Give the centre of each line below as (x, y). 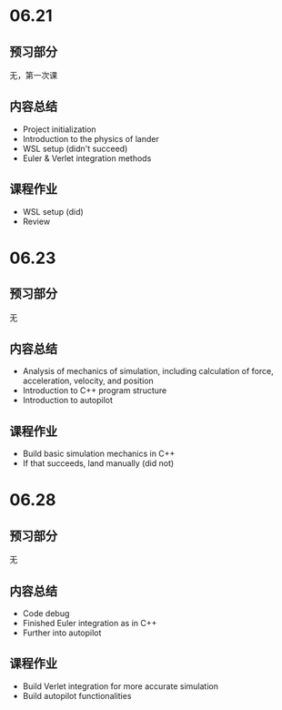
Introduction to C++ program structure (95, 390)
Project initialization (60, 129)
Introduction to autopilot (68, 401)
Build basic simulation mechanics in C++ (99, 454)
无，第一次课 (33, 75)
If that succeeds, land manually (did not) (98, 463)
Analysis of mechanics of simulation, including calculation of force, (148, 371)
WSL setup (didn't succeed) (75, 148)
